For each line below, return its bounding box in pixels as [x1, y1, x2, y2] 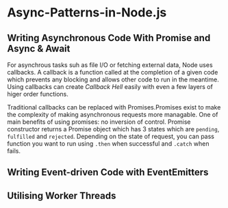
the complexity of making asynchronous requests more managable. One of [7, 111, 218, 118]
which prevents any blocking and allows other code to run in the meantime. [7, 75, 219, 83]
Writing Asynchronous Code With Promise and [7, 32, 211, 44]
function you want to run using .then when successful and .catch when [7, 140, 210, 148]
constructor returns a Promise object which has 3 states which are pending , [7, 125, 220, 133]
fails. [7, 147, 21, 155]
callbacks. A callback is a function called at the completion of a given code [7, 68, 218, 76]
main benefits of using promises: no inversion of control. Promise [7, 118, 191, 126]
